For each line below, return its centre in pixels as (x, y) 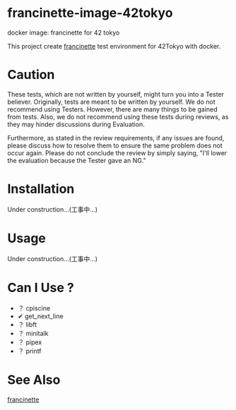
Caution (31, 75)
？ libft (27, 324)
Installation (41, 189)
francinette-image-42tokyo (90, 13)
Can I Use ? (41, 288)
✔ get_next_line (40, 316)
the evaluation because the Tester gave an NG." (77, 160)
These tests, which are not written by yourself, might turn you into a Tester (116, 94)
